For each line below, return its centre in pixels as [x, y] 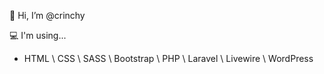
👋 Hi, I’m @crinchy [47, 15]
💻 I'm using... [38, 35]
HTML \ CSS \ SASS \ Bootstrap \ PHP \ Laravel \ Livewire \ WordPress [168, 58]
